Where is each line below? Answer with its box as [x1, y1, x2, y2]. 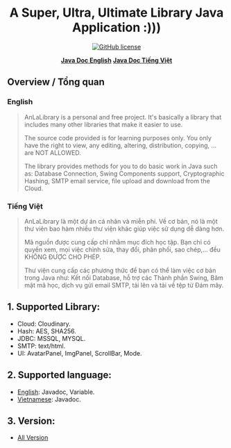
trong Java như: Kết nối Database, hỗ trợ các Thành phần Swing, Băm [24, 273, 224, 282]
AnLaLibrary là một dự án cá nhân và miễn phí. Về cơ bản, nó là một [24, 217, 219, 225]
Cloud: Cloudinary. [17, 320, 71, 328]
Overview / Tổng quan [7, 76, 105, 88]
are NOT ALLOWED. [24, 148, 82, 157]
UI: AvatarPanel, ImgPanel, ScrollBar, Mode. [17, 349, 142, 357]
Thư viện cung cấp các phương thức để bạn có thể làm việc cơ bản [24, 266, 216, 274]
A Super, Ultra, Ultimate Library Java [9, 5, 224, 21]
